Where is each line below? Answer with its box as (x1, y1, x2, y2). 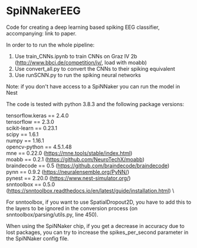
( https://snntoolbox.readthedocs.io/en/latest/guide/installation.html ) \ (6, 187, 175, 194)
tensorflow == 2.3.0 (6, 118, 54, 125)
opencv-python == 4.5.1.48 (6, 143, 72, 150)
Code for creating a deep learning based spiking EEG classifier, (6, 24, 160, 31)
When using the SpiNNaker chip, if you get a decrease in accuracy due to (6, 222, 185, 229)
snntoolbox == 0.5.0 (6, 181, 55, 188)
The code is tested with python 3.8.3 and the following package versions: (6, 100, 185, 107)
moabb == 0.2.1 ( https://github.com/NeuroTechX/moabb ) (6, 156, 145, 163)
